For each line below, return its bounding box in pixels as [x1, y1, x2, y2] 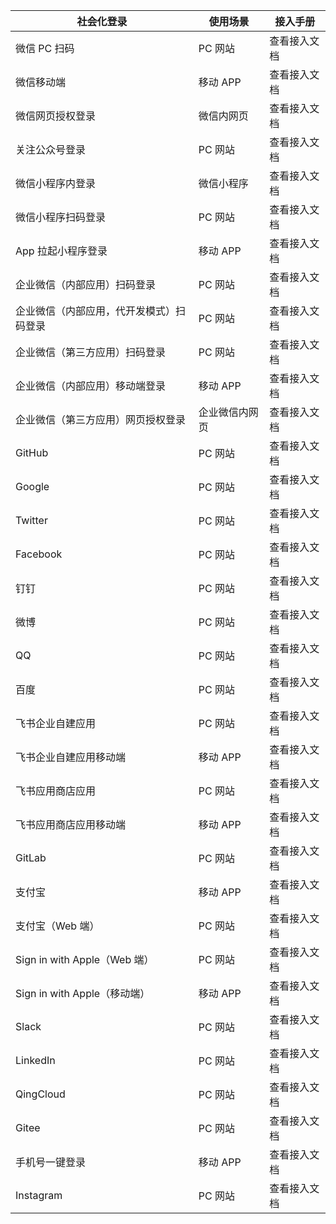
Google [15, 480, 50, 493]
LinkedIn [15, 1054, 56, 1067]
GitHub [15, 446, 49, 459]
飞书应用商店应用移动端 [15, 818, 127, 831]
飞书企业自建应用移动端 [15, 750, 127, 764]
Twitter [15, 514, 48, 527]
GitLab [15, 851, 47, 864]
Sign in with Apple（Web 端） [15, 953, 155, 966]
